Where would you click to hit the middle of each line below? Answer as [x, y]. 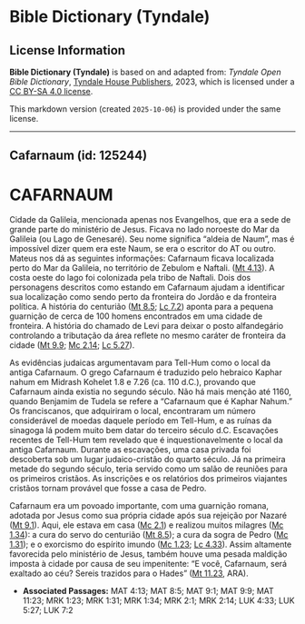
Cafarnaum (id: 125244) [79, 156]
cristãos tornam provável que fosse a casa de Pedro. [108, 489]
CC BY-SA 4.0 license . [51, 91]
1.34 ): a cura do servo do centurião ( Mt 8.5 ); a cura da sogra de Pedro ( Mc [149, 535]
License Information [67, 50]
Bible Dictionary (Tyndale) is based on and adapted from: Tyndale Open [145, 72]
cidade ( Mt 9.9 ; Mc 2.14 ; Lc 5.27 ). [72, 345]
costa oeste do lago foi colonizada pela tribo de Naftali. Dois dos [130, 278]
